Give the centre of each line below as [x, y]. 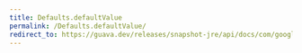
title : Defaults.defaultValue [66, 18]
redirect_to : [34, 34]
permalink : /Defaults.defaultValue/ [78, 26]
